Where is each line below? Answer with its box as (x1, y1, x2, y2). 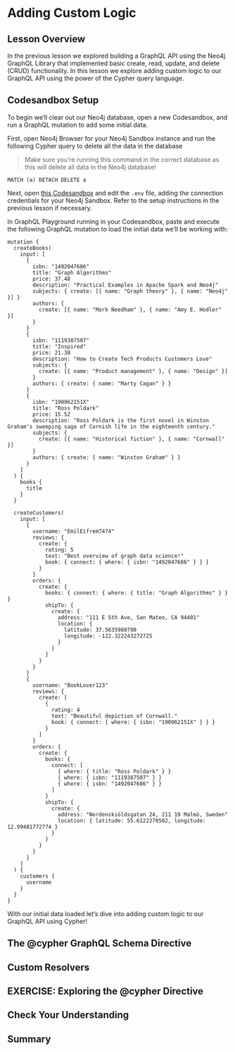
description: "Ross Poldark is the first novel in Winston (32, 417, 210, 424)
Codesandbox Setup (7, 94, 99, 106)
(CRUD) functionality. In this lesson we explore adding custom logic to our (7, 67, 222, 75)
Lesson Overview (7, 33, 86, 45)
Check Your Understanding (7, 1009, 129, 1021)
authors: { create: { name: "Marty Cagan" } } (32, 380, 172, 387)
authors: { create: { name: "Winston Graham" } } (32, 454, 181, 461)
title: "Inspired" (32, 343, 87, 350)
